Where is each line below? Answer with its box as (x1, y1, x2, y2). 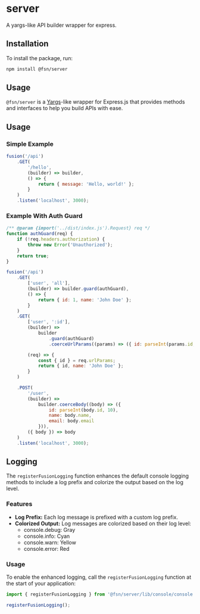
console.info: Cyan (23, 532, 70, 540)
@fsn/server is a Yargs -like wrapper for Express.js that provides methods (6, 98, 186, 105)
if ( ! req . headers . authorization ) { (17, 236, 105, 242)
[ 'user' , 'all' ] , (27, 280, 70, 286)
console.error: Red (23, 545, 70, 552)
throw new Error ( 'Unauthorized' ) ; (27, 242, 113, 248)
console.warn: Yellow (23, 538, 76, 546)
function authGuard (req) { (6, 231, 73, 237)
